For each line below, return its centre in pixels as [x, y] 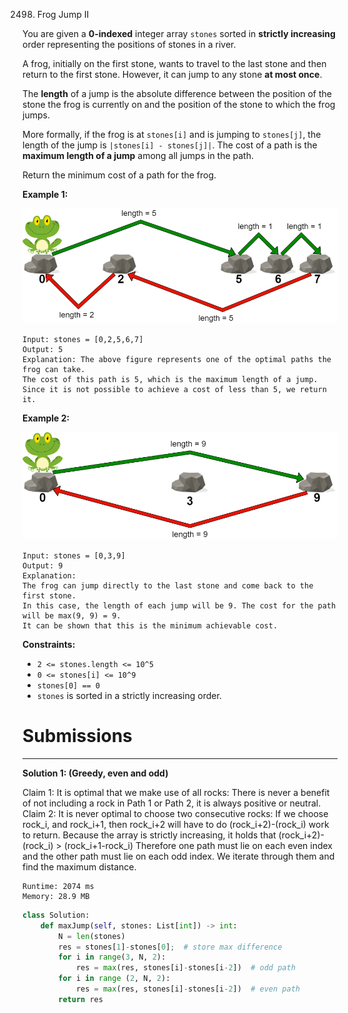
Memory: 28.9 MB [56, 896]
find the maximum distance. [79, 866]
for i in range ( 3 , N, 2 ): [112, 957]
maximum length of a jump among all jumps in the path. [138, 155]
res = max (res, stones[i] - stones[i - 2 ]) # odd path [185, 968]
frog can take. [54, 370]
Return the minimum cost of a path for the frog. [119, 175]
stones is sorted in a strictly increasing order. [129, 695]
